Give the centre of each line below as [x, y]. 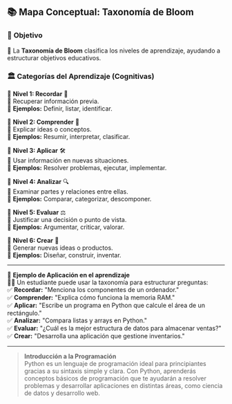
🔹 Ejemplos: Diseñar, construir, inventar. [65, 255]
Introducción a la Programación [70, 356]
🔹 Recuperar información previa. [53, 101]
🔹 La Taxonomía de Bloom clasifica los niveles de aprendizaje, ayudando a [114, 50]
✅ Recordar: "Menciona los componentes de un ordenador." [93, 289]
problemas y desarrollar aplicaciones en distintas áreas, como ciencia [123, 385]
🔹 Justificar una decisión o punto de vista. [67, 219]
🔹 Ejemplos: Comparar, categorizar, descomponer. [79, 199]
